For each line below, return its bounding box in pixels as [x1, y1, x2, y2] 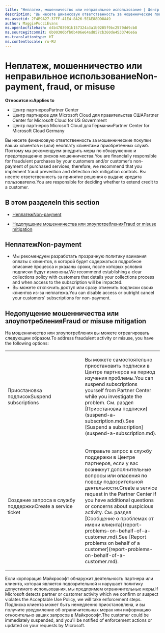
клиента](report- [101, 521, 142, 528]
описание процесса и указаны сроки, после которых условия [12, 264, 142, 270]
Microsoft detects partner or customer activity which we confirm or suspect [5, 591, 159, 597]
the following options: [5, 341, 49, 346]
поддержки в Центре [85, 454, 135, 461]
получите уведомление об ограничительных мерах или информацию [5, 607, 151, 613]
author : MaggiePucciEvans [5, 21, 58, 26]
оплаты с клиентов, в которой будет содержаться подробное [12, 259, 141, 264]
